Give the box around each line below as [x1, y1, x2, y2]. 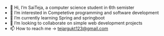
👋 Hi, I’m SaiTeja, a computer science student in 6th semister [9, 5, 135, 10]
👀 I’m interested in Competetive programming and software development [9, 10, 159, 16]
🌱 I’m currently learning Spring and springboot [9, 15, 105, 20]
